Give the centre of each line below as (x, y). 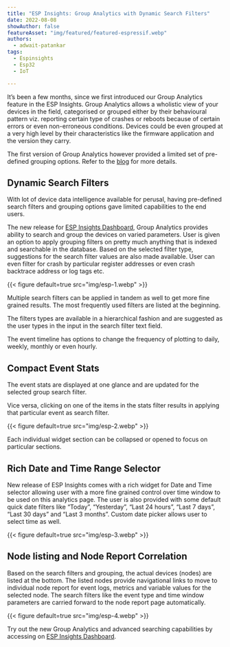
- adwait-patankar (40, 45)
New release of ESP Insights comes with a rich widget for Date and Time (110, 485)
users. (16, 214)
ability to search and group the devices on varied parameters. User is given (114, 235)
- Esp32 (24, 65)
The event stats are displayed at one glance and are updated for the (103, 385)
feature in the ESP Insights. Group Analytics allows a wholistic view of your (113, 104)
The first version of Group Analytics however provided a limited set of (106, 154)
